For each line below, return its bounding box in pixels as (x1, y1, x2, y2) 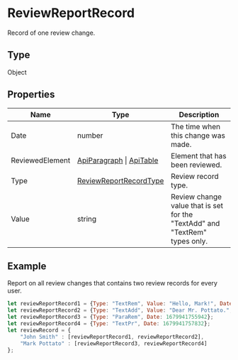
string (76, 214, 97, 224)
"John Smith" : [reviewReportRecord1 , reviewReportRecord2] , (20, 333, 204, 340)
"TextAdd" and (171, 218, 220, 228)
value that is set (171, 200, 223, 210)
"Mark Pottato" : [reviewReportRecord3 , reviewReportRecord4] (20, 339, 208, 347)
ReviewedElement (11, 155, 71, 165)
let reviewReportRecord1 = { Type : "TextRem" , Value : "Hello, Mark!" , (7, 300, 217, 307)
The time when (171, 121, 221, 131)
